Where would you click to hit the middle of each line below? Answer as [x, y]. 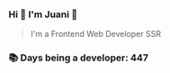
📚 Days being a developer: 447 [79, 58]
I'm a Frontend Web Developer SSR [95, 34]
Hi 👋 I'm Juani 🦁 [43, 14]
